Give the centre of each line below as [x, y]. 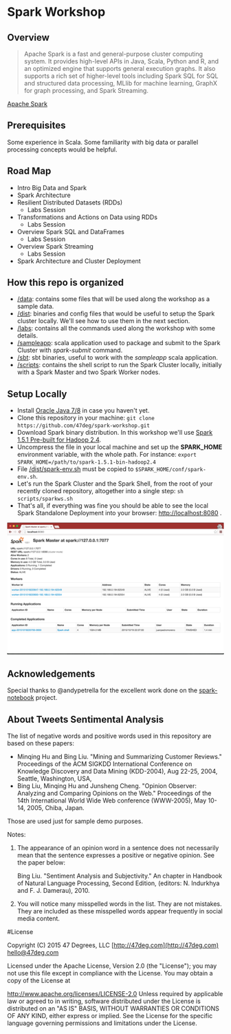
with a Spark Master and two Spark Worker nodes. [88, 372]
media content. [38, 919]
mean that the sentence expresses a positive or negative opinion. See [116, 856]
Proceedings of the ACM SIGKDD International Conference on [104, 764]
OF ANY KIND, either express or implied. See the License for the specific [110, 1016]
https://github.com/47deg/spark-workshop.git [83, 426]
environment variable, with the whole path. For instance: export [107, 455]
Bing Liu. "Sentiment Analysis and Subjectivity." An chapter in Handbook [119, 876]
